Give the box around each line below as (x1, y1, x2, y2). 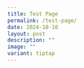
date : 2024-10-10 (7, 23, 59, 30)
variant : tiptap (7, 50, 55, 57)
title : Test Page (7, 10, 59, 18)
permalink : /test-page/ (7, 17, 78, 24)
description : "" (7, 37, 55, 44)
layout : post (7, 30, 46, 38)
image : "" (7, 43, 37, 50)
